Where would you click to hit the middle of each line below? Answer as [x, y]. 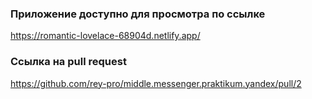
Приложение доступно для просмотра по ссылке [138, 14]
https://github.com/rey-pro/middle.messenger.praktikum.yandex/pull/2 [156, 83]
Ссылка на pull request [68, 62]
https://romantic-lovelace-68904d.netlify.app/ [105, 36]
